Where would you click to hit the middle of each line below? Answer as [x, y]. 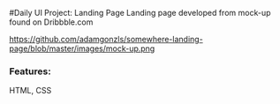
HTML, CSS [30, 91]
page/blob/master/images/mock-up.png [82, 48]
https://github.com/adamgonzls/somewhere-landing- [106, 39]
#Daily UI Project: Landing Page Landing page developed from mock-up [140, 13]
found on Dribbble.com [51, 22]
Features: [30, 71]
